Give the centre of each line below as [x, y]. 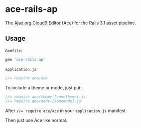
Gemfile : [14, 50]
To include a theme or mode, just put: [44, 87]
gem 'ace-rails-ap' [25, 60]
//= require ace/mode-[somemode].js [43, 101]
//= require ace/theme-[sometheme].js [45, 97]
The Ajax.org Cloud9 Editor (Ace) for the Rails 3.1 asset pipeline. [71, 23]
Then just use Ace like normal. [36, 121]
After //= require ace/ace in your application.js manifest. [66, 111]
